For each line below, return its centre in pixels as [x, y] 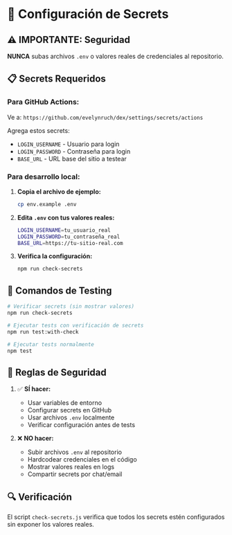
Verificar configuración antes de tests [81, 425]
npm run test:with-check [43, 332]
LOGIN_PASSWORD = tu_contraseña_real [69, 237]
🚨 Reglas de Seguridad [57, 372]
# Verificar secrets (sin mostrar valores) [71, 307]
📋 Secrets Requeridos [56, 79]
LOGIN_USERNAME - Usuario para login [68, 144]
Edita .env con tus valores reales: [66, 217]
